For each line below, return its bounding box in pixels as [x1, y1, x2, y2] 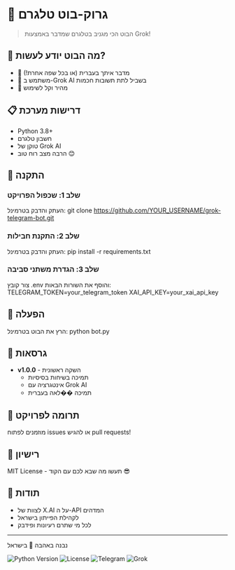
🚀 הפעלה [7, 308, 45, 320]
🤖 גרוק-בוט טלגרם [7, 6, 108, 22]
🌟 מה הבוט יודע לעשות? [7, 50, 106, 62]
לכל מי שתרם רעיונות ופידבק [17, 520, 92, 529]
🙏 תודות [7, 487, 40, 499]
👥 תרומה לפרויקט [7, 409, 80, 421]
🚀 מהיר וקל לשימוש [17, 83, 69, 92]
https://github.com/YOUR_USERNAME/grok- [93, 206, 222, 215]
